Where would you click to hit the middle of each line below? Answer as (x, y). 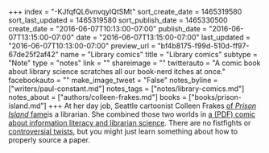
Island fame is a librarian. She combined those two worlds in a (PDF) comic (132, 114)
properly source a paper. (50, 140)
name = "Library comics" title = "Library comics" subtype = (159, 54)
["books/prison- (215, 97)
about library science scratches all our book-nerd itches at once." (117, 71)
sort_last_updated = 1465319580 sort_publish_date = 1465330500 (118, 20)
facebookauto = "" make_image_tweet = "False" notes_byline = (113, 80)
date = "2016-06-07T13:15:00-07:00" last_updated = (163, 37)
